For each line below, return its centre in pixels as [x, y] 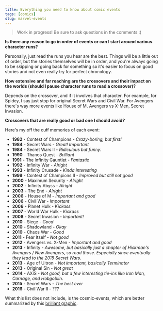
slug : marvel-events [26, 18]
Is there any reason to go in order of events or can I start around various [79, 42]
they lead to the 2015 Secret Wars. [47, 258]
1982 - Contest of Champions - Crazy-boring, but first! [67, 139]
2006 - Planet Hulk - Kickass [41, 206]
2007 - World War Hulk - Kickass [45, 212]
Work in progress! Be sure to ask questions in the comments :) [79, 33]
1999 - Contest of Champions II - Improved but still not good [73, 176]
